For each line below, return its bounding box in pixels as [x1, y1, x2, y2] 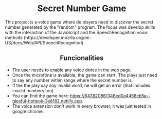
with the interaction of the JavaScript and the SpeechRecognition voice [5, 29, 148, 35]
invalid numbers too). [12, 87, 55, 93]
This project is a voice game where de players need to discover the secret [5, 19, 154, 25]
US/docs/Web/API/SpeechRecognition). [5, 40, 85, 45]
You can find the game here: [12, 93, 69, 99]
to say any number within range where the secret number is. [12, 77, 133, 83]
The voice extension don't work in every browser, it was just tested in [12, 103, 151, 109]
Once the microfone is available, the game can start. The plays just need [12, 72, 158, 78]
